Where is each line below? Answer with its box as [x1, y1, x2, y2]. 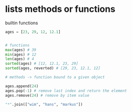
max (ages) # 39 [5, 47, 37, 53]
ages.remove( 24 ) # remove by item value [5, 93, 90, 98]
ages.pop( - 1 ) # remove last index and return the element [5, 88, 127, 93]
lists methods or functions [5, 3, 116, 15]
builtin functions [5, 20, 38, 26]
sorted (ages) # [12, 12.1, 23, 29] [5, 61, 79, 66]
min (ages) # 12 [5, 52, 37, 57]
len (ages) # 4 [5, 56, 35, 61]
